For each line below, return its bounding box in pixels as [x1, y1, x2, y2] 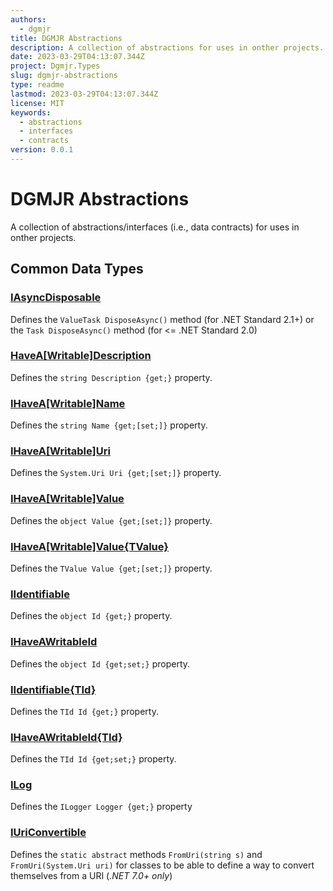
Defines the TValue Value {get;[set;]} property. [10, 562, 213, 574]
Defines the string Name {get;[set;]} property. [10, 419, 208, 431]
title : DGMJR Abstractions [10, 33, 123, 43]
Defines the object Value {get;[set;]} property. [10, 514, 213, 526]
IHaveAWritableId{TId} [10, 730, 123, 744]
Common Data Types [10, 261, 144, 278]
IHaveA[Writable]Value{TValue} [10, 539, 169, 553]
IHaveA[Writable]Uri [10, 444, 111, 458]
